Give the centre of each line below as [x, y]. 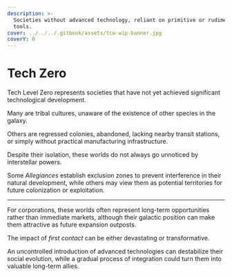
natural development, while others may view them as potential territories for [115, 183]
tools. [23, 26]
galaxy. [17, 121]
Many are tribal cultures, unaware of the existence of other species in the [112, 113]
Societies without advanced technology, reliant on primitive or [109, 20]
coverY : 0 [21, 39]
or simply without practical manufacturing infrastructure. [87, 142]
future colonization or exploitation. [56, 190]
